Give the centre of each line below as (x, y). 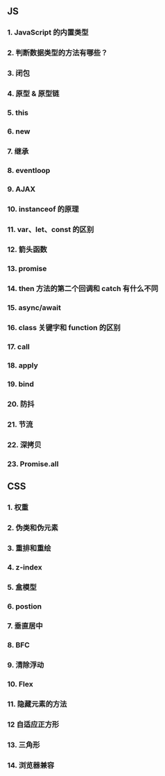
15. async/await (34, 308)
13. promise (27, 269)
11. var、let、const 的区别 (51, 229)
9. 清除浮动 (26, 665)
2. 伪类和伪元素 (33, 527)
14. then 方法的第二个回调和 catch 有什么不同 (83, 289)
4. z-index (25, 567)
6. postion (25, 606)
